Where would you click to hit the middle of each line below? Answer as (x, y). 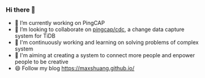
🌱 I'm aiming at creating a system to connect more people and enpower (105, 55)
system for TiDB (35, 36)
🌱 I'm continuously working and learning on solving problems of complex (106, 43)
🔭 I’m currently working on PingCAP (60, 23)
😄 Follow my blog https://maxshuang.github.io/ (75, 68)
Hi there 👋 (21, 10)
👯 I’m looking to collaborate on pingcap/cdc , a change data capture (99, 29)
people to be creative (41, 62)
